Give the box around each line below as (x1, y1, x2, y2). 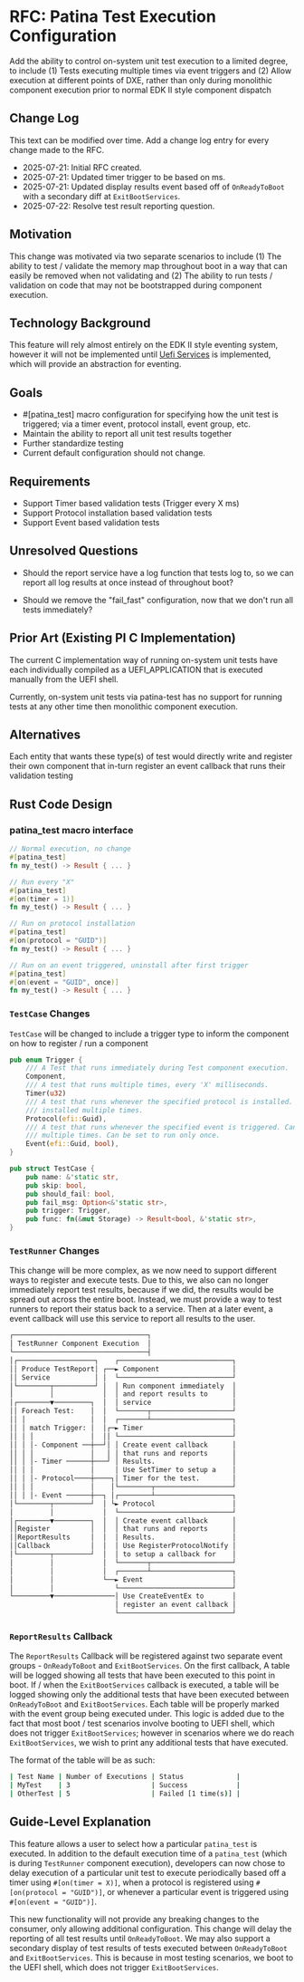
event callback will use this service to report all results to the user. (9, 1313, 256, 1324)
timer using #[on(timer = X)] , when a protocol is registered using (9, 1877, 254, 1888)
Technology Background (9, 315, 151, 331)
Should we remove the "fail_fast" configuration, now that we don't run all (22, 594, 294, 605)
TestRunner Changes (9, 1244, 100, 1256)
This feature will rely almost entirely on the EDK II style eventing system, (9, 340, 279, 351)
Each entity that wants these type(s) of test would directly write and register (9, 751, 293, 762)
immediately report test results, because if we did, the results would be (9, 1284, 274, 1295)
